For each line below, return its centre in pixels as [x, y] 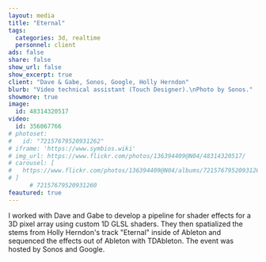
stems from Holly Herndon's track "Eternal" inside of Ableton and [115, 232]
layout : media [32, 15]
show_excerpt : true [40, 75]
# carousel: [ [32, 164]
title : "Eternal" [37, 23]
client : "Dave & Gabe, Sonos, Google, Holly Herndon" [99, 82]
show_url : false [35, 67]
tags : [17, 30]
